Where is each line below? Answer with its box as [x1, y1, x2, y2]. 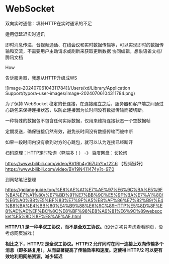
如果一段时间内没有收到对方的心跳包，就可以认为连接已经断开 [5, 139, 133, 145]
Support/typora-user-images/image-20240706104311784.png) [5, 90, 135, 96]
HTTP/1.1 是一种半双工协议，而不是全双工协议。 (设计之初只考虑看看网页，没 [5, 224, 163, 230]
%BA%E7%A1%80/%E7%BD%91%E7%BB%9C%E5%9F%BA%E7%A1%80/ [5, 192, 163, 198]
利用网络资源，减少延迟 [14, 253, 63, 259]
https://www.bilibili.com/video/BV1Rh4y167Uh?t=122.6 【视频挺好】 [5, 160, 146, 166]
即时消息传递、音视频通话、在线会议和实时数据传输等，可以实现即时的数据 [5, 41, 159, 48]
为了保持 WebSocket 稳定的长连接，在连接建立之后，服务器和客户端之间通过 [5, 100, 164, 106]
